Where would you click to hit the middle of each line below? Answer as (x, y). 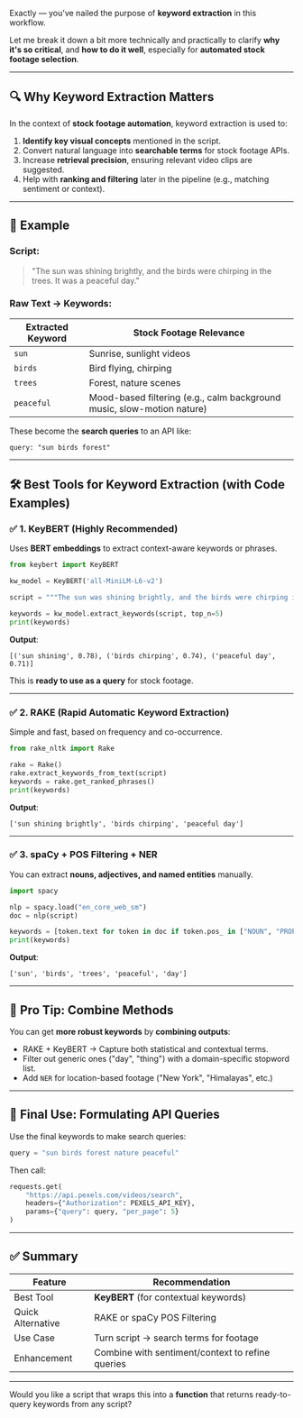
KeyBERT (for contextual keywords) (170, 1297)
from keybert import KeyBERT (64, 565)
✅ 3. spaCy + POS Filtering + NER (83, 855)
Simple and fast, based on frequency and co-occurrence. (116, 732)
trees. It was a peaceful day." (85, 280)
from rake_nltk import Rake (62, 749)
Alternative (37, 1322)
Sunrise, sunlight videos (140, 353)
